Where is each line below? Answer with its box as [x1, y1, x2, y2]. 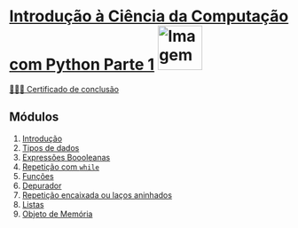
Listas [21, 199, 44, 209]
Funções [21, 170, 55, 181]
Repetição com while [21, 161, 100, 172]
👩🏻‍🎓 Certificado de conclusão [9, 83, 120, 94]
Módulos [9, 109, 59, 125]
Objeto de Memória [21, 208, 93, 219]
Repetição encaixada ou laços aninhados [21, 189, 173, 200]
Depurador [21, 180, 62, 191]
